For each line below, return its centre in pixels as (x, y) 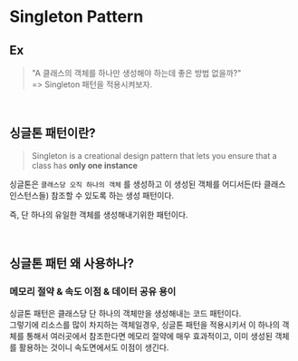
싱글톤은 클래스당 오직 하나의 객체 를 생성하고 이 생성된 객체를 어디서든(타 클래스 (148, 184)
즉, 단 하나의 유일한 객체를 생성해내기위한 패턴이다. (99, 214)
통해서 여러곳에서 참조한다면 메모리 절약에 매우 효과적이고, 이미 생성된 (149, 336)
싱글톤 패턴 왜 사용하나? (72, 263)
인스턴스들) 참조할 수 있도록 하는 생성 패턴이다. (92, 195)
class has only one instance (85, 165)
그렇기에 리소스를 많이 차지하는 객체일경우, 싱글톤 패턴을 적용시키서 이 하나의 (145, 325)
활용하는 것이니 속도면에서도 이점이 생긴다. (94, 347)
